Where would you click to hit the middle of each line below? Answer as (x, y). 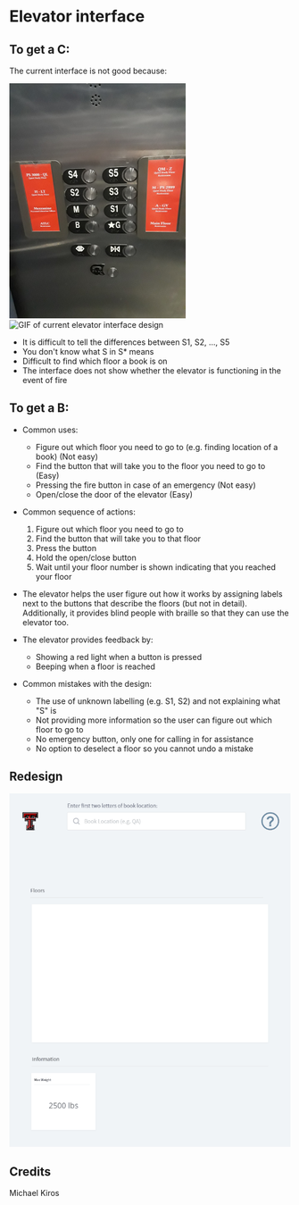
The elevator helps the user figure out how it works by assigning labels (152, 594)
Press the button (66, 548)
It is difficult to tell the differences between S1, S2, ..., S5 (126, 342)
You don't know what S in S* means (88, 351)
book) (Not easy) (66, 456)
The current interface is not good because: (88, 71)
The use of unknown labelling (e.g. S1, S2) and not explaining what (158, 701)
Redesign (36, 777)
